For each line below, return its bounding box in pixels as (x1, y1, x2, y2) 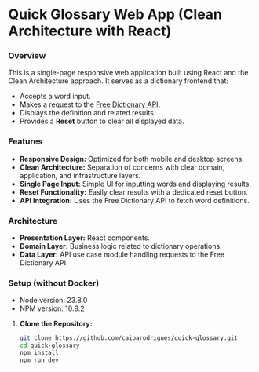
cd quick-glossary (19, 341, 80, 350)
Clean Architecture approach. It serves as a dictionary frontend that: (8, 76, 229, 86)
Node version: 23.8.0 (19, 296, 88, 305)
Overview (8, 50, 46, 61)
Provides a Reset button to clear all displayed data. (19, 116, 184, 126)
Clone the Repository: (19, 319, 93, 329)
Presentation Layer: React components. (19, 233, 151, 243)
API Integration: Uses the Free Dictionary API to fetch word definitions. (19, 195, 250, 205)
